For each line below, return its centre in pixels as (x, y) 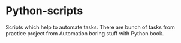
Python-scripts (44, 11)
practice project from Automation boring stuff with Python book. (85, 33)
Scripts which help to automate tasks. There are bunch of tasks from (90, 27)
